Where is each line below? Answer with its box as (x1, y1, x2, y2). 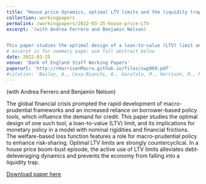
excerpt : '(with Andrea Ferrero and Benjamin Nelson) (6, 26, 147, 33)
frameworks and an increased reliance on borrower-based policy (33, 106, 197, 113)
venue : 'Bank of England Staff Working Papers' (6, 59, 131, 66)
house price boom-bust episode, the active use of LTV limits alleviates (6, 145, 184, 153)
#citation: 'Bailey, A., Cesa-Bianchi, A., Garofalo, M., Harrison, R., (6, 71, 196, 77)
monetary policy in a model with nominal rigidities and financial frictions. (6, 126, 189, 133)
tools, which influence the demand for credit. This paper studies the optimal (6, 113, 198, 120)
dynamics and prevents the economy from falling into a (40, 151, 180, 159)
